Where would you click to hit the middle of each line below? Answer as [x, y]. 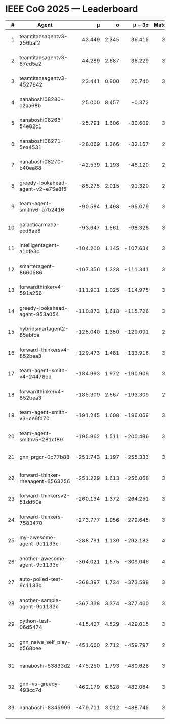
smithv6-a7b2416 [42, 209]
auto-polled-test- [41, 579]
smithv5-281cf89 [41, 439]
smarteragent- [37, 266]
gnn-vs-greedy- [40, 684]
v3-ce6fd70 [34, 418]
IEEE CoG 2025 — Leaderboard [72, 9]
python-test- [36, 621]
